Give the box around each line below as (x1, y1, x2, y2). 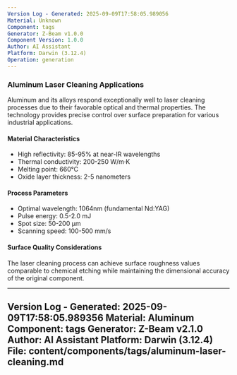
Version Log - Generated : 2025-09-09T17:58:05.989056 (7, 10, 169, 18)
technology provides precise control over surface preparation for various (7, 111, 219, 119)
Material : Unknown (7, 17, 61, 24)
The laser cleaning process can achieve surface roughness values (7, 258, 200, 267)
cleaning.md (7, 356, 64, 368)
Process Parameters (7, 189, 68, 197)
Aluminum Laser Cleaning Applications (7, 79, 145, 89)
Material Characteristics (7, 134, 80, 143)
